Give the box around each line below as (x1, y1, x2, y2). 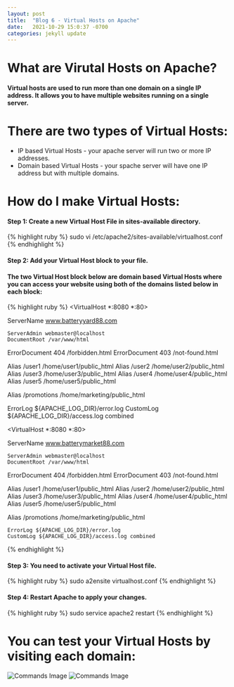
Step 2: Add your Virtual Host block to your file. (7, 256, 149, 264)
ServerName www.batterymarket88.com (7, 439, 125, 447)
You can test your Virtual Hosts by (7, 633, 211, 649)
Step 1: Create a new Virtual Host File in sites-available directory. (7, 217, 201, 225)
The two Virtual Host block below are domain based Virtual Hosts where (7, 272, 223, 281)
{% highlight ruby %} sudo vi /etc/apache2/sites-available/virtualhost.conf (7, 233, 223, 241)
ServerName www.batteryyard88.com (7, 317, 118, 325)
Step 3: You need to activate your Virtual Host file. (7, 561, 157, 570)
